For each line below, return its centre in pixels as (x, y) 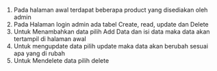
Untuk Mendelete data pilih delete (61, 60)
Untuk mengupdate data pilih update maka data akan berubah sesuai (111, 46)
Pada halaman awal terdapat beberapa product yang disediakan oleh (111, 10)
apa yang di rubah (39, 53)
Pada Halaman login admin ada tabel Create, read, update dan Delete (111, 24)
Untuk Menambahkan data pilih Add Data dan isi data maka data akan (112, 31)
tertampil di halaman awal (50, 39)
